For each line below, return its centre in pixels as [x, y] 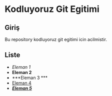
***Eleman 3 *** [30, 78]
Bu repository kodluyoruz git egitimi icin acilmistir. [56, 39]
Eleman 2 [22, 72]
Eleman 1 [21, 67]
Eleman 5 [22, 88]
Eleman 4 [22, 83]
